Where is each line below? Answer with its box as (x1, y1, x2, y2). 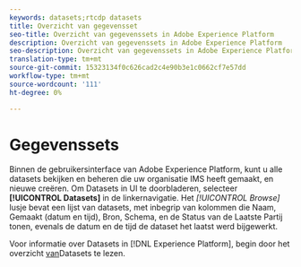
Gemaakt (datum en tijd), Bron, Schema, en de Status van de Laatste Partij (9, 211, 283, 222)
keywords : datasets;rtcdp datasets (9, 13, 142, 22)
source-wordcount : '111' (9, 80, 102, 89)
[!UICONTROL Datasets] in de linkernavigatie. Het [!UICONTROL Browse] (9, 193, 280, 203)
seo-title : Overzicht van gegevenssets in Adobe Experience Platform (9, 30, 275, 39)
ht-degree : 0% (9, 88, 63, 97)
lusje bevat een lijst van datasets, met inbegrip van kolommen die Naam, (9, 202, 277, 213)
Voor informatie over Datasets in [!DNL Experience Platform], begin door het (9, 238, 290, 249)
